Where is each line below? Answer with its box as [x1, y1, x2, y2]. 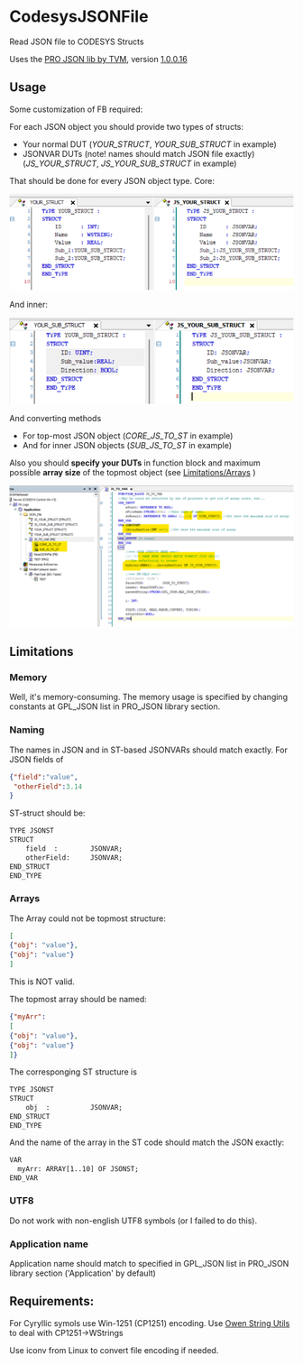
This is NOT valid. [9, 976, 75, 987]
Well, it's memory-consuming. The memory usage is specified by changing [9, 692, 289, 703]
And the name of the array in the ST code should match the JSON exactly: [9, 1137, 285, 1148]
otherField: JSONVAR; [25, 853, 124, 862]
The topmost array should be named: [9, 994, 147, 1005]
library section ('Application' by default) [9, 1268, 156, 1278]
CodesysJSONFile [9, 6, 149, 27]
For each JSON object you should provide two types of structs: [9, 121, 243, 132]
